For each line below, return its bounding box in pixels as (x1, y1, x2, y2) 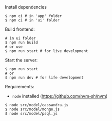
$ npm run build (5, 40, 38, 45)
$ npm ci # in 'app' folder (5, 14, 62, 19)
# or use (5, 44, 23, 49)
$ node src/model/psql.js (5, 111, 57, 116)
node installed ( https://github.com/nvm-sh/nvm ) (12, 93, 108, 99)
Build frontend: (5, 26, 35, 32)
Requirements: (5, 84, 34, 89)
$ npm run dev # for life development (5, 75, 84, 80)
